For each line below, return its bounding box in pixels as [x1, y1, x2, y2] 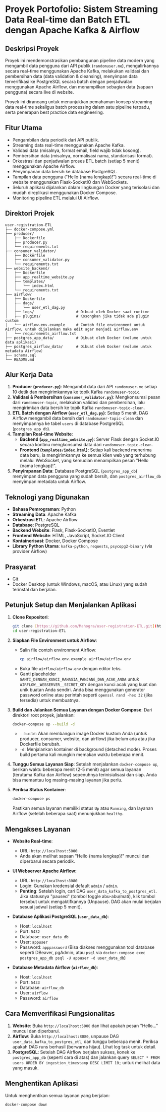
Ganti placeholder [19, 671, 56, 677]
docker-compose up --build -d [12, 721, 75, 727]
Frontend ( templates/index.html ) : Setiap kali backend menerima [19, 447, 152, 453]
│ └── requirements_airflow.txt [5, 331, 77, 336]
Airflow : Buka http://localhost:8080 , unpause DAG [12, 1033, 119, 1039]
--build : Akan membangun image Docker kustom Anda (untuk [19, 731, 148, 737]
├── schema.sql [5, 352, 37, 358]
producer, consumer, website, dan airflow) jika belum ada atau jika [19, 736, 156, 742]
